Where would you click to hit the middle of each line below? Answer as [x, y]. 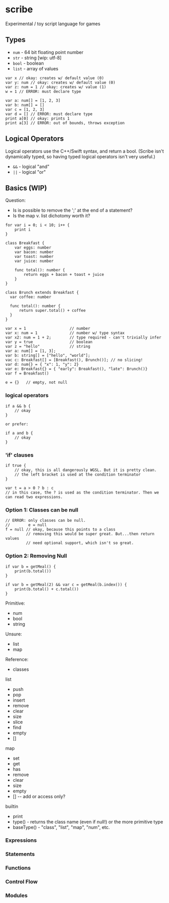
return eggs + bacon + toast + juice [64, 275]
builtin [12, 806]
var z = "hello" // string [48, 347]
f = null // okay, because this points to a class [60, 530]
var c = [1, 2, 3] [25, 109]
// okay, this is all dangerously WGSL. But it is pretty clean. [86, 470]
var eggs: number [33, 248]
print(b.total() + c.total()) [47, 589]
